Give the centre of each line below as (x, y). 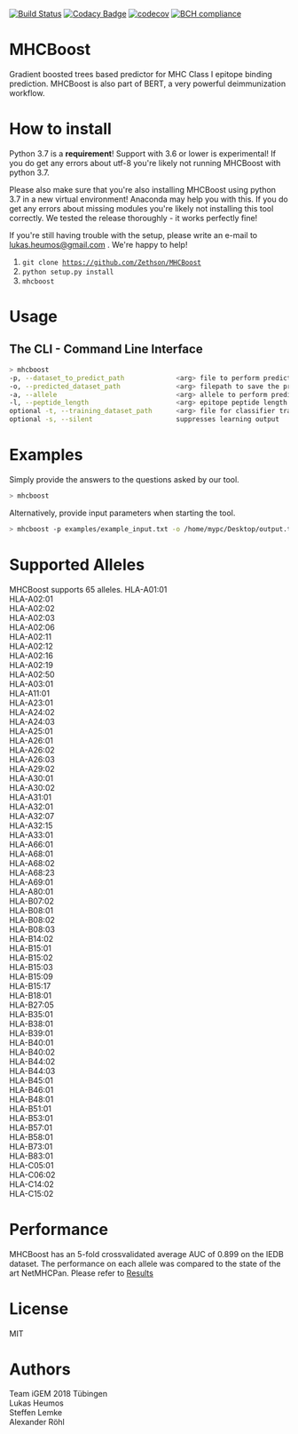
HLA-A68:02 (32, 863)
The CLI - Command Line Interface (106, 350)
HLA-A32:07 (32, 816)
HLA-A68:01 (31, 854)
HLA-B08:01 (31, 910)
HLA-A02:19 (31, 665)
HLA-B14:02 (31, 938)
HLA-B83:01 (31, 1156)
